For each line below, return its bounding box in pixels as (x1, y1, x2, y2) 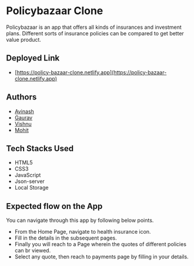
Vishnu (14, 120, 32, 127)
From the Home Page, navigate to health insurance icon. (14, 228, 151, 235)
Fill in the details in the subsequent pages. (14, 234, 117, 242)
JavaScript (14, 172, 41, 179)
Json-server (14, 178, 45, 185)
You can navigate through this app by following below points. (6, 217, 154, 224)
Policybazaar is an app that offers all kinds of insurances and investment (6, 24, 182, 31)
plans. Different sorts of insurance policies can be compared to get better (6, 29, 184, 36)
